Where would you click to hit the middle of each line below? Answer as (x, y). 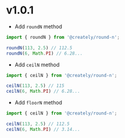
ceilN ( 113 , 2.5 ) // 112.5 (38, 124)
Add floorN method (38, 103)
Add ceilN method (37, 65)
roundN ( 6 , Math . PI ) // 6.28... (45, 53)
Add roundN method (38, 26)
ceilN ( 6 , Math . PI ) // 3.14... (43, 129)
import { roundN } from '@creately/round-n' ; (63, 37)
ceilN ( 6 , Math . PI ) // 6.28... (43, 92)
